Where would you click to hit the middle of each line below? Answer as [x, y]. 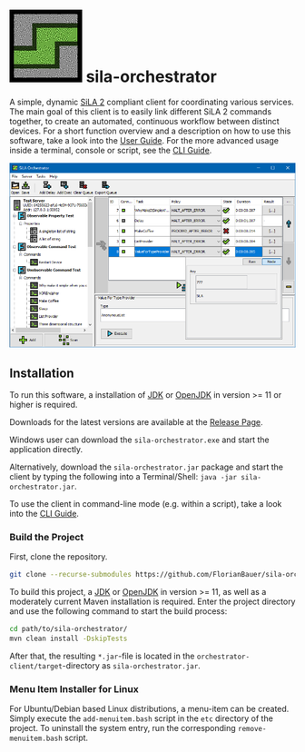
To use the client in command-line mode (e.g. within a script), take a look [146, 504]
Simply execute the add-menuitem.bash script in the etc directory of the [142, 718]
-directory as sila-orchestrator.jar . [132, 666]
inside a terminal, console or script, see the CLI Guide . [111, 150]
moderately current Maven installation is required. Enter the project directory [152, 602]
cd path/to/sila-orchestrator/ [69, 629]
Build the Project [47, 538]
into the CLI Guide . [44, 514]
